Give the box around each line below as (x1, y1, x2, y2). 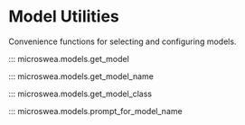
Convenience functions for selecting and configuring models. (8, 36, 237, 47)
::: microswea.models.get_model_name (8, 70, 155, 82)
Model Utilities (8, 6, 119, 27)
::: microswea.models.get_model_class (8, 88, 153, 99)
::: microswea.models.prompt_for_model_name (8, 105, 183, 116)
